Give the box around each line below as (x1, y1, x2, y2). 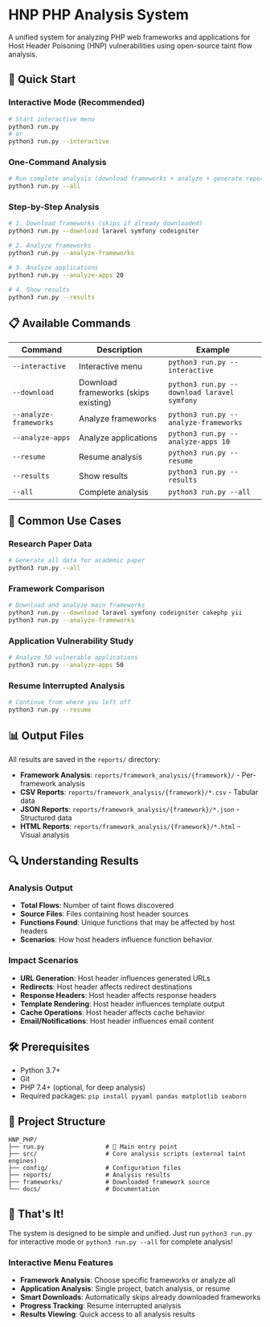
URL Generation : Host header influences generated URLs (19, 973, 211, 983)
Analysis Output (8, 882, 74, 893)
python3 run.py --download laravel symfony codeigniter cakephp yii (8, 608, 243, 616)
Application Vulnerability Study (8, 635, 134, 646)
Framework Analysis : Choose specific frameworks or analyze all (19, 1275, 235, 1285)
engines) (8, 1157, 38, 1165)
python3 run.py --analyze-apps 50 (8, 661, 125, 669)
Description (96, 344, 143, 356)
